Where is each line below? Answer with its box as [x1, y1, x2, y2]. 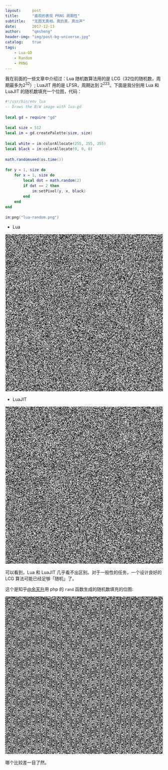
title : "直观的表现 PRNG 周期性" [5, 13, 80, 18]
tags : [5, 45, 16, 50]
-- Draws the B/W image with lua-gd [5, 104, 81, 109]
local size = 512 [5, 125, 41, 130]
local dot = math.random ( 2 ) [23, 178, 81, 183]
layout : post [5, 8, 41, 13]
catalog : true [5, 40, 41, 45]
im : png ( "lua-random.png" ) [5, 215, 59, 220]
